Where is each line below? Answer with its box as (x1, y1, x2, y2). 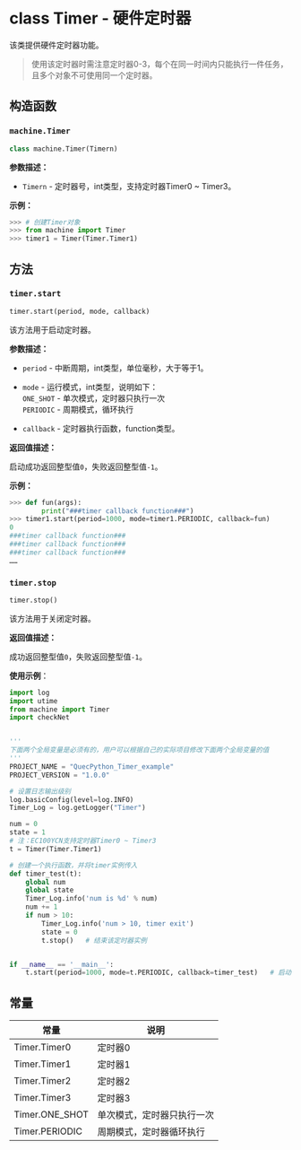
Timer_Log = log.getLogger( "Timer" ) (9, 804, 146, 813)
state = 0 (41, 928, 78, 937)
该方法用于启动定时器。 (9, 324, 96, 335)
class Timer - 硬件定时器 (9, 8, 192, 29)
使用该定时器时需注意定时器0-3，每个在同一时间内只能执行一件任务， (30, 58, 288, 69)
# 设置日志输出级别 (9, 787, 72, 796)
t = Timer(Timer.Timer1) (9, 844, 102, 853)
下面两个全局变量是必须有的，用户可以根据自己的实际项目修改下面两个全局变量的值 (9, 745, 270, 754)
